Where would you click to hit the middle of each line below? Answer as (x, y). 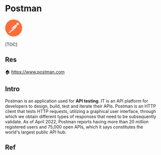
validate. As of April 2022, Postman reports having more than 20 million (77, 122)
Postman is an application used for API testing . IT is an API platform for (77, 101)
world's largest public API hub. (36, 132)
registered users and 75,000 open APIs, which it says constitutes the (74, 127)
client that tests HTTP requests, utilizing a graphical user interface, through (80, 111)
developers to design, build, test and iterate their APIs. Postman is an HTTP (80, 106)
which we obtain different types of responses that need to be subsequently (81, 116)
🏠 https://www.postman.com (35, 72)
